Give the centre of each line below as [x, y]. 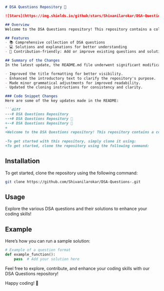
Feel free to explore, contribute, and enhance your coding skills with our [77, 268]
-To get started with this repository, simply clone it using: [71, 142]
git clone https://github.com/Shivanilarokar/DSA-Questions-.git [73, 182]
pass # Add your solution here [47, 259]
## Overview [17, 24]
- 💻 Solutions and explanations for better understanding [66, 47]
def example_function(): [30, 255]
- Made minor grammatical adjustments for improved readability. [73, 83]
